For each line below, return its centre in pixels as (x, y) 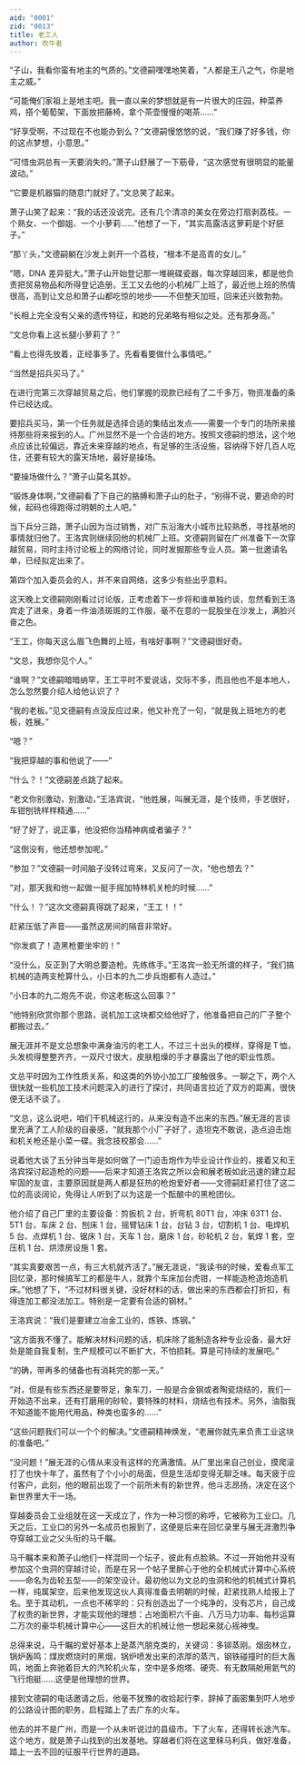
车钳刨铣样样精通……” (50, 810)
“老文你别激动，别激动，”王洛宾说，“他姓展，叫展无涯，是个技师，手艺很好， (152, 799)
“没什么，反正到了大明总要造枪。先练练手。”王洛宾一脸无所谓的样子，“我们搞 (152, 965)
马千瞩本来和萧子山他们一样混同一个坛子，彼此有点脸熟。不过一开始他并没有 (152, 1558)
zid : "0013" (32, 26)
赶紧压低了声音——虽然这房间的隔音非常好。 (93, 927)
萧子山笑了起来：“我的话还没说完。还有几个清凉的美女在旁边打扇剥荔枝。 (147, 212)
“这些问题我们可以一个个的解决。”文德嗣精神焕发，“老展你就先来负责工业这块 (152, 1432)
